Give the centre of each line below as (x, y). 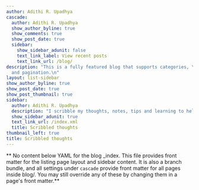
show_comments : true (37, 34)
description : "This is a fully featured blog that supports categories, (98, 67)
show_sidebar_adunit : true (45, 116)
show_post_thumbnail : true (39, 94)
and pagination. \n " (36, 72)
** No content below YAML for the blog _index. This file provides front (92, 156)
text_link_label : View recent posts (62, 56)
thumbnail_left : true (33, 133)
